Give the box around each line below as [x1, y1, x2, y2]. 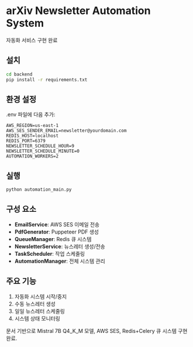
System [6, 16, 44, 30]
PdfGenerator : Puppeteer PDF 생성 [14, 228, 99, 235]
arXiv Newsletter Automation [6, 4, 151, 18]
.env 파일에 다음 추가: [6, 111, 56, 118]
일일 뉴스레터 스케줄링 [14, 307, 66, 314]
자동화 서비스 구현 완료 [6, 36, 58, 43]
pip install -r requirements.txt [6, 77, 88, 83]
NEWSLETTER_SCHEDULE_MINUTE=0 [6, 148, 80, 154]
